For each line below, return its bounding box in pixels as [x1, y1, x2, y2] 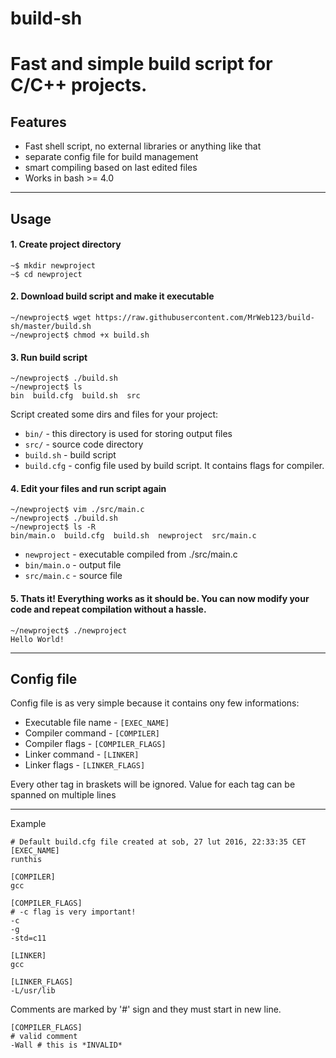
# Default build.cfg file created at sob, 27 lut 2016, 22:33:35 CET [10, 837, 307, 847]
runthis [10, 855, 43, 865]
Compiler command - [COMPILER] [24, 727, 160, 739]
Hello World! [10, 634, 65, 644]
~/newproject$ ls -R [10, 522, 97, 532]
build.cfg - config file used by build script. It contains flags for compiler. [24, 460, 325, 472]
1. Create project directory [10, 238, 122, 251]
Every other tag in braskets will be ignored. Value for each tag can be [10, 778, 296, 791]
